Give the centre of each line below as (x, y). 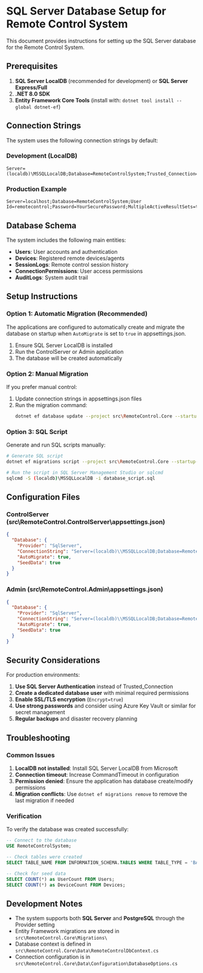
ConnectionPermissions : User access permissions (79, 271)
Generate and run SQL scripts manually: (56, 445)
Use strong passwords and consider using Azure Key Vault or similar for (105, 706)
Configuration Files (43, 497)
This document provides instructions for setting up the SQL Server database (101, 41)
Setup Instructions (42, 297)
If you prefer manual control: (42, 387)
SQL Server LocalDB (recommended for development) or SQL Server (101, 81)
